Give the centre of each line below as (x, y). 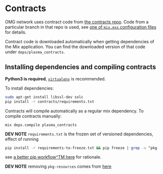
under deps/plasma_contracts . (35, 52)
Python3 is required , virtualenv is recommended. (55, 79)
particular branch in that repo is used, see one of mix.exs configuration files (81, 27)
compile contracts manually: (33, 116)
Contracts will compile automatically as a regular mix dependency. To (74, 111)
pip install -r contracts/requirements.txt (50, 102)
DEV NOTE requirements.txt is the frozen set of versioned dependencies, (79, 134)
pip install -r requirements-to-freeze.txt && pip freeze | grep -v (76, 148)
